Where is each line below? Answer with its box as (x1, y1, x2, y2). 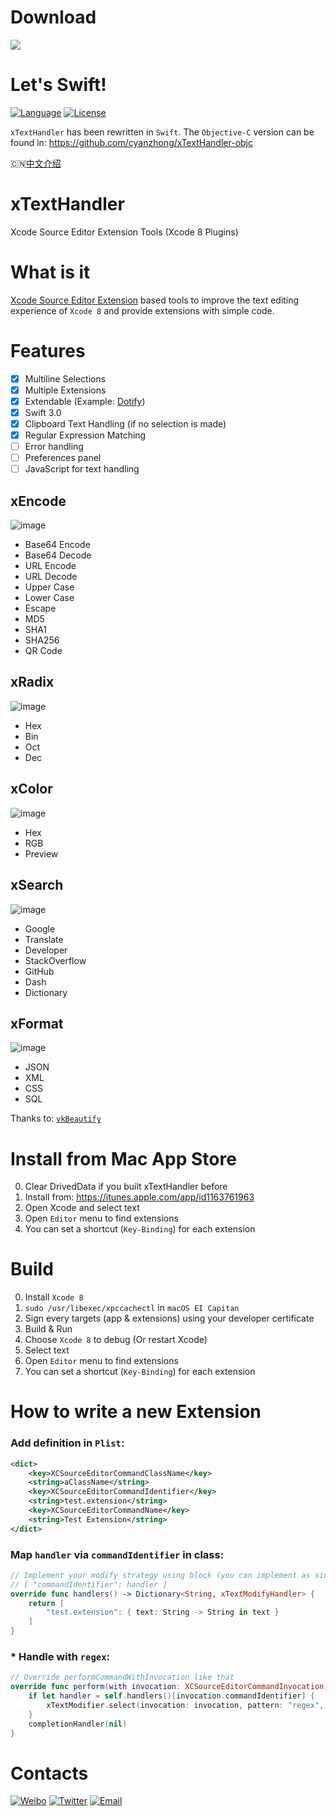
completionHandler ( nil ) (28, 1719, 128, 1729)
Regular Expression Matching (24, 429, 147, 441)
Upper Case (24, 581, 75, 593)
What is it (10, 261, 91, 283)
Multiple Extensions (24, 384, 107, 396)
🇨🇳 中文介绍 (10, 157, 62, 169)
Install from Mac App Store (10, 1147, 237, 1170)
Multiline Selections (24, 372, 107, 385)
